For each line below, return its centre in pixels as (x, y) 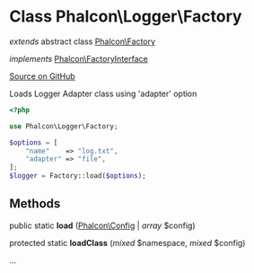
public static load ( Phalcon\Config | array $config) (102, 225)
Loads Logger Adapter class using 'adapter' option (103, 93)
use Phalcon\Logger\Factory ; (64, 126)
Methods (35, 204)
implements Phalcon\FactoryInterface (79, 58)
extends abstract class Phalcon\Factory (82, 41)
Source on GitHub (43, 76)
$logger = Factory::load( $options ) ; (78, 176)
